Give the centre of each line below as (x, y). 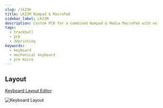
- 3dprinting (23, 41)
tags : (10, 28)
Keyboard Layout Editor (29, 91)
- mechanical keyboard (32, 55)
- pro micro (22, 59)
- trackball (22, 32)
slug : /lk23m (18, 9)
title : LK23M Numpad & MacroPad (38, 14)
